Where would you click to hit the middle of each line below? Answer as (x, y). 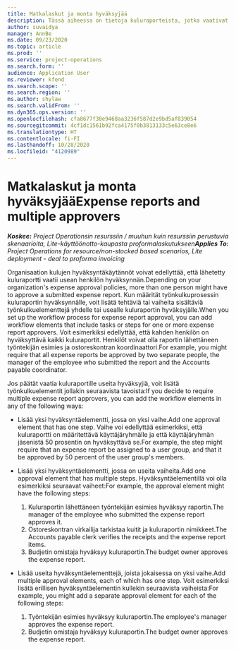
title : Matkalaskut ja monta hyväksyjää (68, 14)
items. (37, 544)
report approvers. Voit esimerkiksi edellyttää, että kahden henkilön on (108, 332)
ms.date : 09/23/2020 (38, 40)
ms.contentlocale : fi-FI (44, 138)
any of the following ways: (45, 406)
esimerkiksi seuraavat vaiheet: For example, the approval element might (121, 486)
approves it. (45, 522)
